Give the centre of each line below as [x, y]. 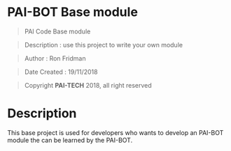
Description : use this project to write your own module [104, 45]
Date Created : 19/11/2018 [61, 72]
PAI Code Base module [57, 31]
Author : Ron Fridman [55, 58]
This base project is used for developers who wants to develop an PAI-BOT [115, 132]
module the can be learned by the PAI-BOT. [70, 140]
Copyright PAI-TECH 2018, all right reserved [88, 85]
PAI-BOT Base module [73, 12]
